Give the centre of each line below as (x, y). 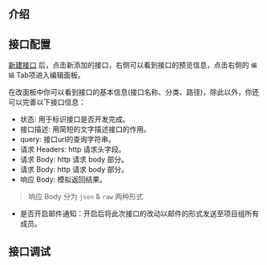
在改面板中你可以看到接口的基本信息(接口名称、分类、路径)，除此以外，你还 (134, 92)
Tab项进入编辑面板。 (51, 75)
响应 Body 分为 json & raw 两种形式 (85, 197)
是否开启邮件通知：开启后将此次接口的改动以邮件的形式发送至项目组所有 (139, 214)
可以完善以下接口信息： (47, 102)
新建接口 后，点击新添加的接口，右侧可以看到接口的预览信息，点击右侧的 (129, 65)
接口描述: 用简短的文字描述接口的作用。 (85, 129)
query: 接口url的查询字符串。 (68, 140)
